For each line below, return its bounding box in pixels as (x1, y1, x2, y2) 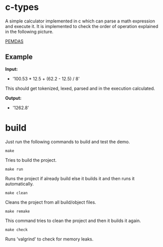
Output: (5, 95, 21, 101)
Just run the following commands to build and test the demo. (5, 139, 131, 145)
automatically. (5, 181, 34, 187)
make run (5, 167, 23, 172)
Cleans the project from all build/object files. (5, 199, 96, 205)
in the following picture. (5, 28, 54, 34)
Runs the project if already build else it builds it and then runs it (5, 175, 135, 181)
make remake (5, 209, 30, 214)
